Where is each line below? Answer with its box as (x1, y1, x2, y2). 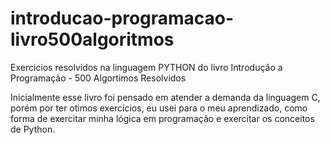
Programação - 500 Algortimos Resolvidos (10, 72, 187, 84)
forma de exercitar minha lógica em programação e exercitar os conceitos (10, 112, 315, 124)
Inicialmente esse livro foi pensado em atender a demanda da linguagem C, (10, 91, 321, 103)
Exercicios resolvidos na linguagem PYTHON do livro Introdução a (10, 61, 283, 73)
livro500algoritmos (10, 28, 175, 51)
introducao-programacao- (10, 7, 235, 30)
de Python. (10, 123, 56, 135)
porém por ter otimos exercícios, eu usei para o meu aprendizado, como (10, 102, 308, 114)
